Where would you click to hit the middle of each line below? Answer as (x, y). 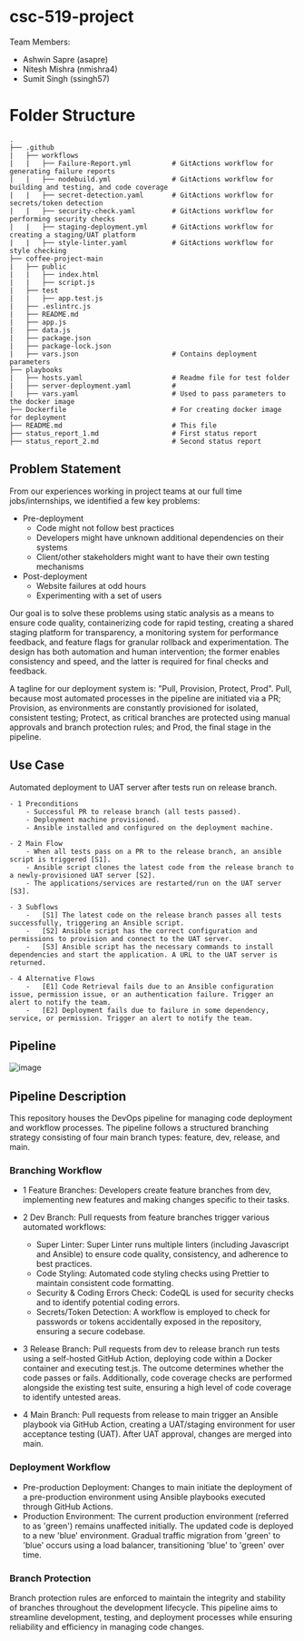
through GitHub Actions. (68, 1506)
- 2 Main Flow (36, 843)
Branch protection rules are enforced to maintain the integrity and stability (147, 1598)
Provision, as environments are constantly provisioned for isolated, (134, 707)
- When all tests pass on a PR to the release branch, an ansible (154, 851)
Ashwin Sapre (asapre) (65, 59)
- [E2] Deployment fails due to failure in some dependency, (148, 1010)
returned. (28, 963)
